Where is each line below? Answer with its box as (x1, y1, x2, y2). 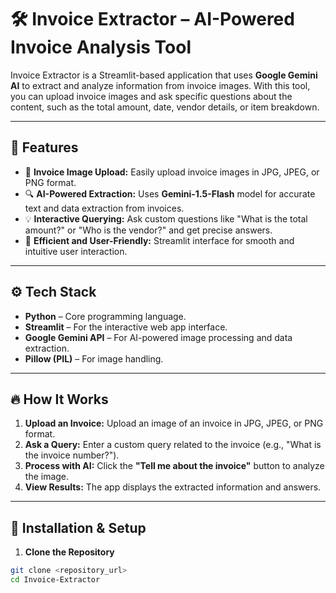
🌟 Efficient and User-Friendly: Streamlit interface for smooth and (24, 234, 295, 246)
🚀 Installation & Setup (10, 519, 147, 536)
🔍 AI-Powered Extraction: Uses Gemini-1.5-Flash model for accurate (24, 187, 316, 200)
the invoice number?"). (24, 449, 120, 461)
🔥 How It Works (10, 391, 109, 408)
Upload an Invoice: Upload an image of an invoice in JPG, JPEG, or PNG (24, 417, 324, 430)
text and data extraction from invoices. (24, 202, 185, 214)
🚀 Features (10, 139, 79, 156)
